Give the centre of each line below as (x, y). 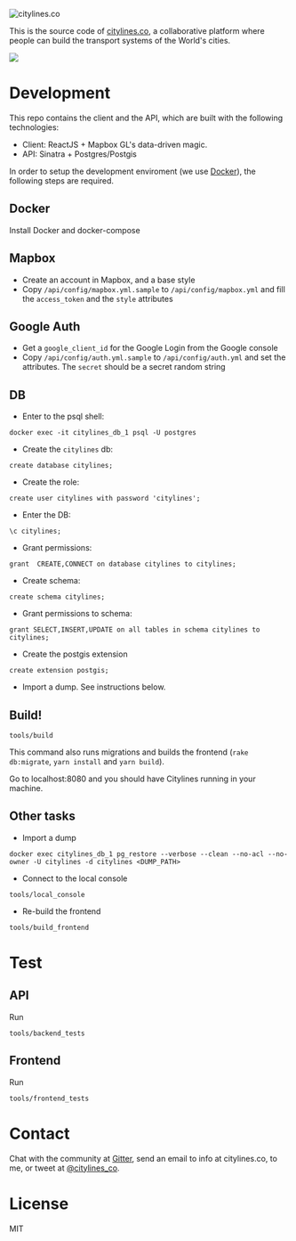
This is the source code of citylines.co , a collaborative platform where (137, 31)
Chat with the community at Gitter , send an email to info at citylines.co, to (144, 1158)
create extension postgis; (59, 671)
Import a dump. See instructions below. (94, 687)
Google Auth (45, 327)
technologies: (34, 127)
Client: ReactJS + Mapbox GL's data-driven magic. (115, 144)
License (39, 1204)
